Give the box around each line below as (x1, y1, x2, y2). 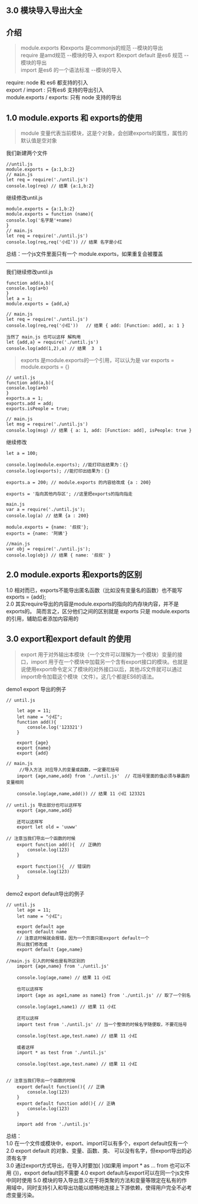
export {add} (16, 750, 49, 756)
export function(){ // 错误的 (16, 863, 91, 870)
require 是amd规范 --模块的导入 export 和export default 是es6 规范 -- (20, 52, 189, 59)
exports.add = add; (6, 401, 54, 406)
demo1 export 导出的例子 (6, 685, 67, 692)
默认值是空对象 (20, 137, 57, 144)
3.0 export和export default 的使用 (6, 634, 131, 644)
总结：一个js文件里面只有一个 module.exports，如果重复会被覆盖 (6, 250, 163, 258)
